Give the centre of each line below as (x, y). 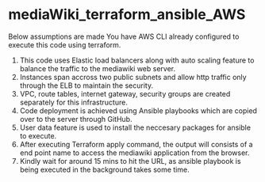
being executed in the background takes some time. (104, 169)
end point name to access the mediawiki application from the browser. (134, 153)
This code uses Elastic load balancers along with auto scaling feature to (137, 60)
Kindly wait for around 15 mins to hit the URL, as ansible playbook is (130, 161)
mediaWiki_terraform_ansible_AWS (127, 15)
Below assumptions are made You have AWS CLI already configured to (124, 36)
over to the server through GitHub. (76, 119)
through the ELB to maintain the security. (86, 85)
